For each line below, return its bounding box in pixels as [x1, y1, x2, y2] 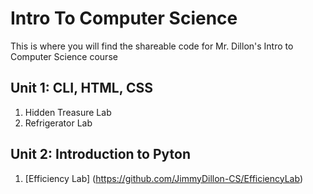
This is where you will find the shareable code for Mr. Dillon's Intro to [10, 40, 294, 52]
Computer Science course [10, 50, 118, 62]
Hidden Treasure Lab [24, 106, 112, 118]
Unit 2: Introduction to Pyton [10, 146, 191, 163]
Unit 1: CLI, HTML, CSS [10, 80, 154, 97]
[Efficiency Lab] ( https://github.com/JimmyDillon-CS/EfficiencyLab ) [24, 172, 303, 184]
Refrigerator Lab [24, 117, 93, 129]
